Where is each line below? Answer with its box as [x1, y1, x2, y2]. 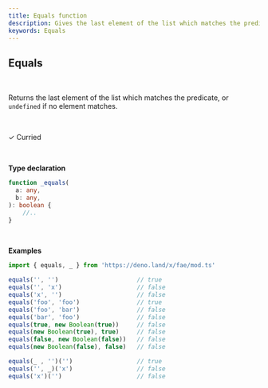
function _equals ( [8, 179, 69, 187]
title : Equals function [8, 11, 88, 20]
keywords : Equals [8, 26, 66, 34]
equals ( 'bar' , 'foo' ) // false [8, 313, 166, 321]
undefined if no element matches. [8, 102, 118, 111]
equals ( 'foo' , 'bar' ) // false [8, 306, 166, 314]
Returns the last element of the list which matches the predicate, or [8, 93, 229, 102]
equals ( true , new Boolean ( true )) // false [8, 321, 166, 329]
